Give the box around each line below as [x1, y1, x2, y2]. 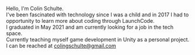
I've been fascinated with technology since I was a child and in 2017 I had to [6, 11, 189, 18]
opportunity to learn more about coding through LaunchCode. [6, 18, 155, 24]
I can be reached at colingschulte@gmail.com [6, 42, 116, 49]
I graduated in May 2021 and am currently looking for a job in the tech [6, 23, 174, 30]
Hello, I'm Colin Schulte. [6, 5, 64, 12]
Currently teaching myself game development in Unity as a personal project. [6, 36, 190, 43]
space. [6, 30, 23, 37]
